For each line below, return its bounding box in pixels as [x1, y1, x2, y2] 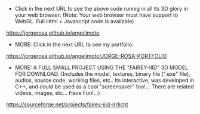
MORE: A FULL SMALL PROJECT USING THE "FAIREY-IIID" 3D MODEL [14, 64, 189, 71]
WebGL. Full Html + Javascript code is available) [14, 18, 134, 24]
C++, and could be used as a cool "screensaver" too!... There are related [14, 83, 194, 90]
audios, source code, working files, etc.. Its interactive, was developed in [14, 77, 195, 84]
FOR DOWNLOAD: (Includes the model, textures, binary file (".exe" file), [14, 70, 191, 77]
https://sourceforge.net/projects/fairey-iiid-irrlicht [6, 101, 128, 108]
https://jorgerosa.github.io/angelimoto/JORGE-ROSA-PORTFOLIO [6, 53, 167, 59]
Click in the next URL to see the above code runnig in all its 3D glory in [14, 5, 188, 12]
